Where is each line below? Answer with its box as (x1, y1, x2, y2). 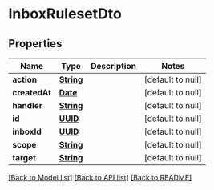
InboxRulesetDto (8, 5, 122, 23)
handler (12, 100, 42, 111)
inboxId (12, 126, 42, 137)
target (12, 152, 36, 163)
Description (91, 61, 136, 71)
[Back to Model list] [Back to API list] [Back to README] (8, 173, 192, 182)
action (12, 74, 38, 85)
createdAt (12, 87, 52, 98)
